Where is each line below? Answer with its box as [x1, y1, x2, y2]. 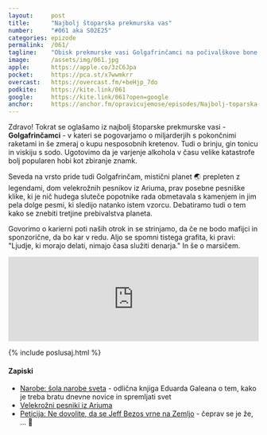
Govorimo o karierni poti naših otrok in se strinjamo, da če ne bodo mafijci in [8, 224, 258, 234]
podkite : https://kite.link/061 [8, 85, 126, 94]
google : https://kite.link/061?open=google [8, 93, 169, 101]
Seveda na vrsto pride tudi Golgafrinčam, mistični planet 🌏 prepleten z [8, 172, 241, 181]
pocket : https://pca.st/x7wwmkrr [8, 71, 133, 79]
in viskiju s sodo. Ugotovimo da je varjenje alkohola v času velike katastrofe [8, 148, 255, 157]
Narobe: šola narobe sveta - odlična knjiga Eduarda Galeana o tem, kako [19, 383, 257, 394]
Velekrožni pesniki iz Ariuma [19, 401, 113, 410]
